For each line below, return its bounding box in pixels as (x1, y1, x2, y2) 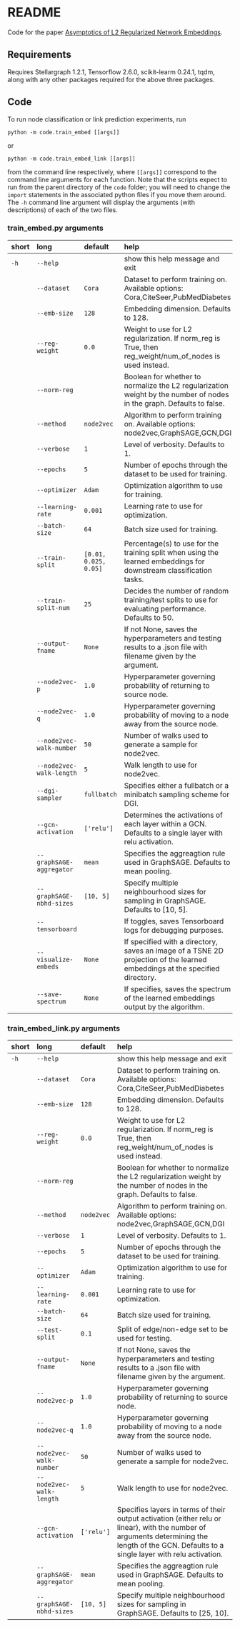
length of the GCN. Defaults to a (116, 1541, 224, 1551)
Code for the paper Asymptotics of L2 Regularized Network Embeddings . (7, 28, 223, 36)
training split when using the (124, 547, 219, 557)
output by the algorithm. (124, 1001, 205, 1011)
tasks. (124, 574, 144, 584)
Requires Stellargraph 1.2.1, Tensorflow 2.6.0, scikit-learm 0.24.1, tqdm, (7, 67, 216, 76)
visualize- (36, 955, 74, 963)
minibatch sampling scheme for (124, 789, 230, 799)
